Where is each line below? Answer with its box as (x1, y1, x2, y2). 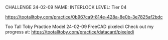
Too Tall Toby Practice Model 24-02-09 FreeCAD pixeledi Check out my (5, 23, 154, 29)
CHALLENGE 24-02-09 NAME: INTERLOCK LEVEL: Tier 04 (5, 4, 127, 10)
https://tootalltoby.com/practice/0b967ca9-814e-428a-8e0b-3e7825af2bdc (5, 14, 163, 19)
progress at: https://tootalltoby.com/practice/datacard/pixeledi (5, 29, 134, 34)
